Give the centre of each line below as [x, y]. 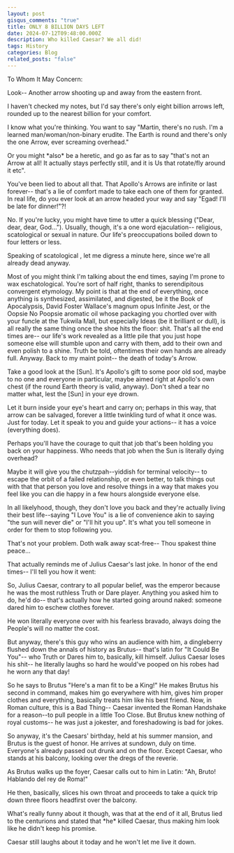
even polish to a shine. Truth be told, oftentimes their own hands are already [117, 351]
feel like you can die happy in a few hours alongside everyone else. [104, 494]
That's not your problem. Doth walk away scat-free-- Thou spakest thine [112, 543]
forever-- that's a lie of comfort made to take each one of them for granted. [116, 191]
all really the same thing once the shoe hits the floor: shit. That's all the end [115, 328]
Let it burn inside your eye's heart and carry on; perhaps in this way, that [112, 407]
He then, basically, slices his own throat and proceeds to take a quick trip [112, 792]
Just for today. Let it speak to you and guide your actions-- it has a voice [112, 422]
